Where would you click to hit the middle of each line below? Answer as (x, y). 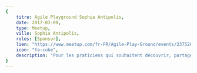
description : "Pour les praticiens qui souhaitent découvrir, (94, 55)
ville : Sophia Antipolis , (48, 34)
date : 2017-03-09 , (39, 22)
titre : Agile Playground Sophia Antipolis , (70, 17)
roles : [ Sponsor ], (39, 39)
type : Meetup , (33, 28)
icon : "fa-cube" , (37, 50)
